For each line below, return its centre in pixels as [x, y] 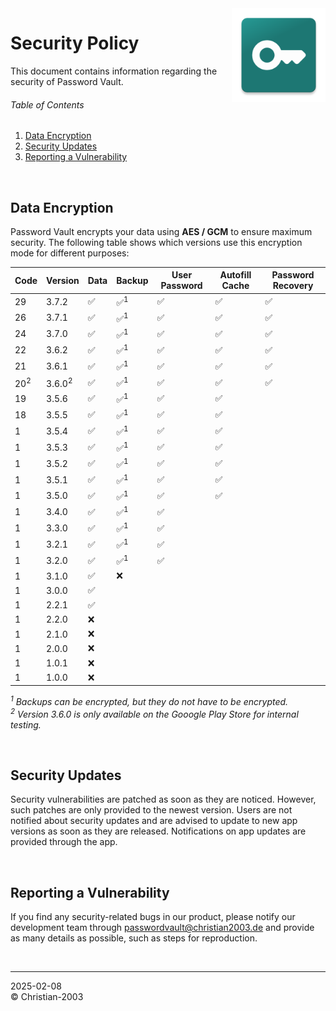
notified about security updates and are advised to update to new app [154, 821]
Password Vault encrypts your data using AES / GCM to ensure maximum [161, 231]
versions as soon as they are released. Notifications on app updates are [158, 831]
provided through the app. [64, 842]
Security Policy [75, 43]
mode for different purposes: [70, 253]
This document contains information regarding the [114, 71]
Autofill [235, 275]
